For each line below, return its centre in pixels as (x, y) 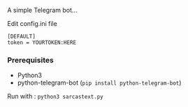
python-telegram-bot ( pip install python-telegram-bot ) (99, 83)
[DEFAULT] (22, 36)
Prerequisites (30, 60)
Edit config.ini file (32, 23)
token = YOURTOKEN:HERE (42, 43)
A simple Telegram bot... (42, 10)
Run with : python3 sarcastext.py (55, 97)
